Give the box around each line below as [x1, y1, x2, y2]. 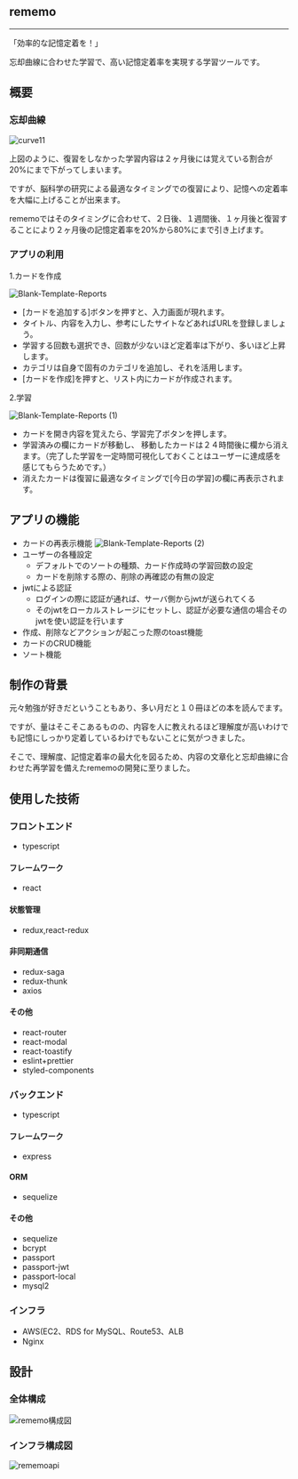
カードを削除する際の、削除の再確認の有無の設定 [35, 571, 215, 582]
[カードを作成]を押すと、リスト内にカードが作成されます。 [21, 373, 238, 383]
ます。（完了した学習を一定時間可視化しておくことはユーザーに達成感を [21, 450, 282, 461]
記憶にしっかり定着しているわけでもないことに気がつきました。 [16, 733, 250, 744]
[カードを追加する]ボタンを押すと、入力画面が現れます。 [21, 306, 230, 317]
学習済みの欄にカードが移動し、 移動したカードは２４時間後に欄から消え [21, 439, 289, 450]
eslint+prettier [21, 1055, 74, 1065]
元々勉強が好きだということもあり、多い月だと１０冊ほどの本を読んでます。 [9, 703, 288, 713]
